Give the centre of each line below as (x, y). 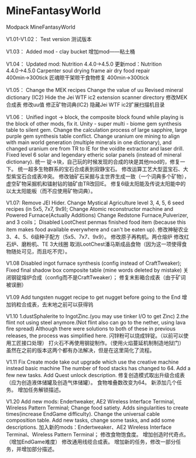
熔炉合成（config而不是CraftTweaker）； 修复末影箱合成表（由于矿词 (104, 277)
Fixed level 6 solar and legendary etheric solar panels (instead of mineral (94, 155)
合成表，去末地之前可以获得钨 (57, 304)
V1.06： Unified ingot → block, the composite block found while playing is (95, 117)
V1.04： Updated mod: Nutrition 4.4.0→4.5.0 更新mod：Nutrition (84, 64)
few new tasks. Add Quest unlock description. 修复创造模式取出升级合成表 (96, 375)
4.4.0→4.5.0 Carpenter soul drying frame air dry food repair (78, 70)
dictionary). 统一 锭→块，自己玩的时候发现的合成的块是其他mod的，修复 (93, 162)
